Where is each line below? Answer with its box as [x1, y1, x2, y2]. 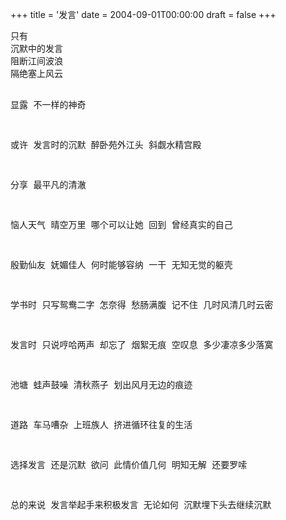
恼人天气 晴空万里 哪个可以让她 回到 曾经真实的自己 [10, 219, 233, 230]
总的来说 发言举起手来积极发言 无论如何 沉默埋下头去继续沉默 [10, 499, 272, 510]
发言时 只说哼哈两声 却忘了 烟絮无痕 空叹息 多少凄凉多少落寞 [10, 339, 274, 350]
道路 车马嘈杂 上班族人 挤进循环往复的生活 [10, 419, 193, 430]
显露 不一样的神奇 [10, 99, 87, 110]
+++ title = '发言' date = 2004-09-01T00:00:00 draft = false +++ [10, 9, 277, 20]
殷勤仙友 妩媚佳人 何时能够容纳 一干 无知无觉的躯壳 [10, 259, 233, 270]
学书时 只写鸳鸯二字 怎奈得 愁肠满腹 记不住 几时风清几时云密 [10, 299, 274, 310]
